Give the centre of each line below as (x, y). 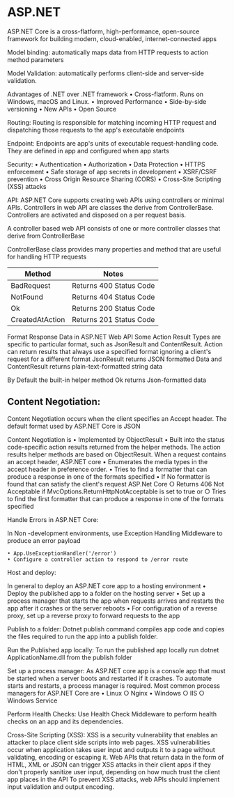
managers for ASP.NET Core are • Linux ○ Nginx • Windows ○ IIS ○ (106, 693)
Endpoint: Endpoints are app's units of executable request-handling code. (113, 143)
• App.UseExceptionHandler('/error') (62, 553)
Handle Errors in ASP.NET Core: (53, 519)
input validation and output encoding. (61, 787)
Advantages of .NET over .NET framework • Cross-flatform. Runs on (106, 94)
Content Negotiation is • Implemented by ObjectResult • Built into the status (116, 439)
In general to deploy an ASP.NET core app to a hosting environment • (107, 585)
